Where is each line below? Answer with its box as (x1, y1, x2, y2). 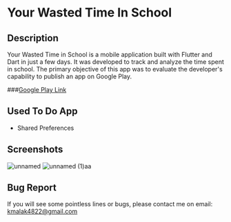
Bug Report (7, 182, 57, 194)
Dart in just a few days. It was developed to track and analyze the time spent (7, 58, 224, 66)
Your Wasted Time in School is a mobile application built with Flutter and (7, 50, 212, 58)
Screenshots (7, 144, 63, 155)
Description (7, 32, 59, 44)
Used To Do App (7, 105, 78, 118)
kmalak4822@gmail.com (7, 208, 78, 216)
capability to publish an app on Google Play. (7, 72, 132, 80)
